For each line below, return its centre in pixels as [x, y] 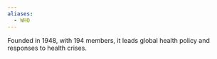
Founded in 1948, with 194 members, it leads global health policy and [108, 40]
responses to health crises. [47, 48]
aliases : [20, 14]
